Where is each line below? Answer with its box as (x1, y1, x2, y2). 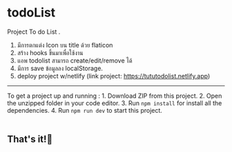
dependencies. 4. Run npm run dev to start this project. (7, 106, 162, 114)
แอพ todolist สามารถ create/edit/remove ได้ (17, 56, 133, 65)
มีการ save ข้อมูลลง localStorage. (17, 64, 104, 72)
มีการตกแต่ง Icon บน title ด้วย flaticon (17, 41, 113, 49)
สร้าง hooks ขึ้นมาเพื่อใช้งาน (17, 48, 84, 56)
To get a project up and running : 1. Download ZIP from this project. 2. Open (7, 91, 222, 100)
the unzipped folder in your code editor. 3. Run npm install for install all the (7, 98, 222, 107)
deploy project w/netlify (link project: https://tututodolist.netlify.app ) (17, 72, 211, 80)
